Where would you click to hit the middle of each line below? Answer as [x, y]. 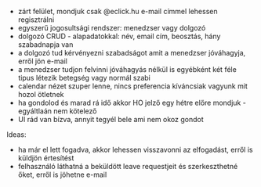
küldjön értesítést [46, 158]
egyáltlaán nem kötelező [57, 111]
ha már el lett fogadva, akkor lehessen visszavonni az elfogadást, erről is [135, 149]
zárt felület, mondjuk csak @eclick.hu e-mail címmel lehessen [118, 11]
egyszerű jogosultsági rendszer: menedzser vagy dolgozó [112, 28]
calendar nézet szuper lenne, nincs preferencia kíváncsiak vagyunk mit [132, 86]
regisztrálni [36, 20]
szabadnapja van [45, 45]
